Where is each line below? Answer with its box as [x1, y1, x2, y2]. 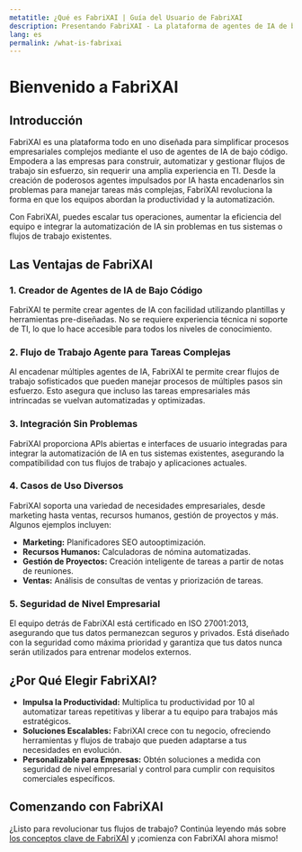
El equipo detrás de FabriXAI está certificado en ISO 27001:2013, [9, 618, 249, 629]
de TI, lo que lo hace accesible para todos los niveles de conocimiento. [9, 323, 272, 334]
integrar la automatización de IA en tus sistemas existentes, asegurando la [9, 448, 285, 458]
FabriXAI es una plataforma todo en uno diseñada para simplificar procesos [9, 137, 289, 148]
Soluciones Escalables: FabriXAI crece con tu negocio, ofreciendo [22, 725, 271, 736]
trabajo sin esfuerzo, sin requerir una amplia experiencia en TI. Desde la [9, 166, 276, 177]
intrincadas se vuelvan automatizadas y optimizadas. [9, 395, 206, 406]
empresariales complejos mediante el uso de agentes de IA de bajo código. [9, 146, 289, 158]
